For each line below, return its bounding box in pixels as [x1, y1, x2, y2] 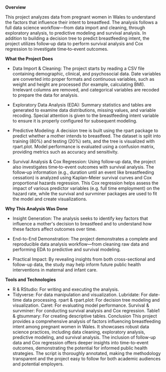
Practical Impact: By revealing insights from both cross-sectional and [12, 256, 155, 262]
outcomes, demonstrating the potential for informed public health [12, 345, 148, 351]
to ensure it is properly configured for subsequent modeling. [12, 118, 137, 123]
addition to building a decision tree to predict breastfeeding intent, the [5, 35, 149, 41]
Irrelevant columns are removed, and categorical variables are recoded [12, 87, 159, 92]
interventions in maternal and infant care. [12, 267, 98, 273]
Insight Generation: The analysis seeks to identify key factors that [12, 215, 148, 221]
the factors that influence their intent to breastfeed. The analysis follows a [5, 20, 158, 25]
